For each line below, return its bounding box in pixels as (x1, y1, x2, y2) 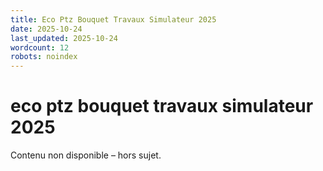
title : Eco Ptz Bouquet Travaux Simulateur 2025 (10, 14, 217, 25)
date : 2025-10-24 (10, 24, 83, 34)
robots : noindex (10, 52, 78, 62)
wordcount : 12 (10, 42, 70, 53)
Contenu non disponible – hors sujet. (10, 149, 162, 161)
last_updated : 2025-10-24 (10, 33, 118, 43)
